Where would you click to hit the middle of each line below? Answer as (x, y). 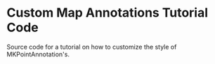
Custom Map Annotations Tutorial (107, 13)
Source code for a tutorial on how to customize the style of (92, 47)
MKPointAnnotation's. (38, 54)
